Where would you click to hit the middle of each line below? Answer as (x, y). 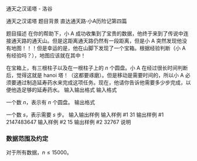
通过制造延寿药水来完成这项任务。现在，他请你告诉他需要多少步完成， (101, 83)
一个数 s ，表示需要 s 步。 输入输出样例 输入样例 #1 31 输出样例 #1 (85, 115)
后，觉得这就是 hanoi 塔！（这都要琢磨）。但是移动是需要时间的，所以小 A (95, 75)
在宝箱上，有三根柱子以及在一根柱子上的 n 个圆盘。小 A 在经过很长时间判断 (97, 68)
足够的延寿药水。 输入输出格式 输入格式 (69, 90)
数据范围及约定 (27, 138)
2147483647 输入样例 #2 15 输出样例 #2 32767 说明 (69, 122)
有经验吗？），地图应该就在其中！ (46, 55)
